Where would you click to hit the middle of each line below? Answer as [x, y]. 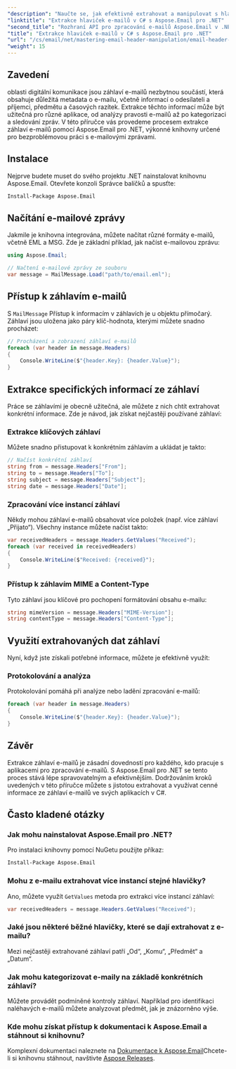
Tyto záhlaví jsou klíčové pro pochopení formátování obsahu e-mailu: [107, 599]
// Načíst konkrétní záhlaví [50, 460]
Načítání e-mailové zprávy [66, 218]
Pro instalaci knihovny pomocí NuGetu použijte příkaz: [86, 850]
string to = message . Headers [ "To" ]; [61, 473]
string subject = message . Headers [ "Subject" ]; [77, 480]
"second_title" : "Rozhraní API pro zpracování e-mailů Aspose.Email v [113, 27]
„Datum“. [20, 959]
